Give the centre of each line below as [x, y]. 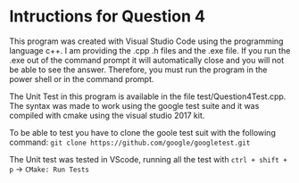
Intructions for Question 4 [107, 17]
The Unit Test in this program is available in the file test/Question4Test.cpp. [148, 96]
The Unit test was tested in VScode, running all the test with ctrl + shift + [148, 159]
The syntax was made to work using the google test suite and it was [134, 105]
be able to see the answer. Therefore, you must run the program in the [138, 70]
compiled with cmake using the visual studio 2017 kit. [107, 115]
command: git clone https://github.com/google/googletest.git [130, 142]
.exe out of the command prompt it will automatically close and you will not [147, 60]
